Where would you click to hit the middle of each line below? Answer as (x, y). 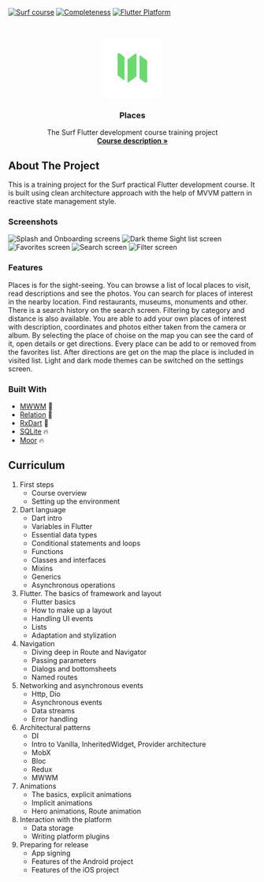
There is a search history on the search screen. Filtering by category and (126, 310)
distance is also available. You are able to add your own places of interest (127, 318)
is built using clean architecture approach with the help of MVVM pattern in (130, 193)
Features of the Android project (82, 861)
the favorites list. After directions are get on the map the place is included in (131, 352)
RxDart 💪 (34, 423)
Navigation (37, 643)
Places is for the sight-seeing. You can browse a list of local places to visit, (129, 285)
